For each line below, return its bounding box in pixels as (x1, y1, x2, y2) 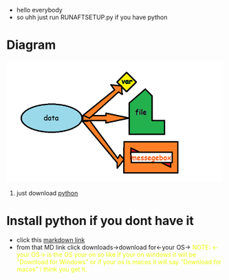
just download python (16, 189, 78, 197)
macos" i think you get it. (16, 265, 87, 273)
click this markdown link (16, 235, 85, 244)
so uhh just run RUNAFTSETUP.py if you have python (16, 13, 168, 21)
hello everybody (16, 6, 63, 14)
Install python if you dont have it (6, 213, 194, 229)
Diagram (6, 37, 56, 53)
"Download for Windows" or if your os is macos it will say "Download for (16, 257, 221, 266)
